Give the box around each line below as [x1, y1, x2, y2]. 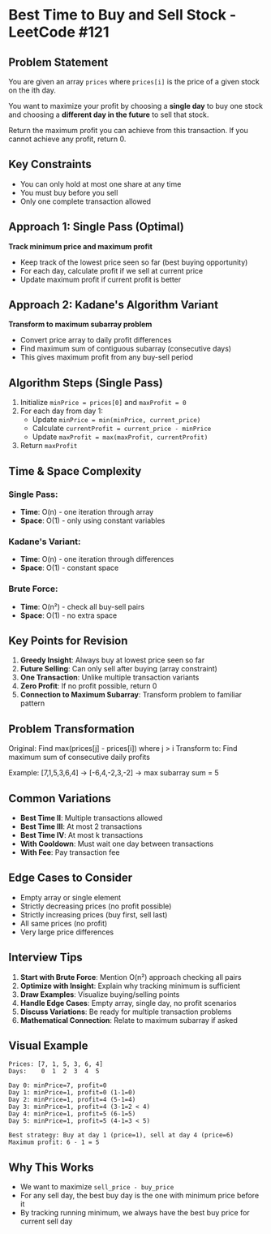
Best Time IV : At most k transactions [19, 830, 144, 839]
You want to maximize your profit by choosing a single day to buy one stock [8, 101, 264, 110]
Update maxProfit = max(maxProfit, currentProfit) [32, 432, 209, 442]
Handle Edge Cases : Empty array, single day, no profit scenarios [19, 998, 237, 1007]
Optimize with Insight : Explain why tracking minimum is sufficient [19, 981, 241, 990]
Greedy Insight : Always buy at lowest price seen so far [19, 655, 205, 665]
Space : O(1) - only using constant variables [19, 516, 166, 525]
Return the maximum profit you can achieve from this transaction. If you [8, 126, 249, 135]
